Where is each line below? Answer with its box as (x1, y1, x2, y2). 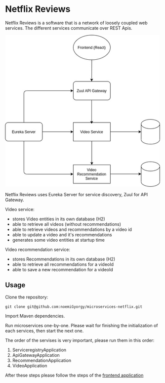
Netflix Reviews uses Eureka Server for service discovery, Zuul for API (5, 191, 148, 197)
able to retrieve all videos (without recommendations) (12, 221, 122, 227)
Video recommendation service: (5, 246, 71, 253)
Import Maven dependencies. (5, 313, 65, 319)
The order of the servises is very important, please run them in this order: (5, 337, 155, 343)
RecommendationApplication (12, 357, 72, 363)
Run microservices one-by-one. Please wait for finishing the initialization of (5, 322, 158, 328)
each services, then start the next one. (5, 328, 84, 334)
